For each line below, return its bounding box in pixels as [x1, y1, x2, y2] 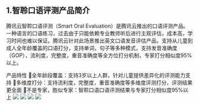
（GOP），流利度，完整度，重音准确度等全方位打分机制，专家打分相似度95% [6, 52, 192, 59]
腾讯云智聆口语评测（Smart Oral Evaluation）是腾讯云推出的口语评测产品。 [6, 22, 189, 29]
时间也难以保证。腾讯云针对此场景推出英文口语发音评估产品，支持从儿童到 [11, 37, 193, 44]
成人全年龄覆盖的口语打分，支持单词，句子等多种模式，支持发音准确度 [6, 44, 178, 51]
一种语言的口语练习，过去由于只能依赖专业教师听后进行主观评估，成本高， [6, 29, 188, 37]
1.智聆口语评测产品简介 [6, 5, 91, 16]
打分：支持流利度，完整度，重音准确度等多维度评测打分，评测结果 [31, 79, 193, 86]
